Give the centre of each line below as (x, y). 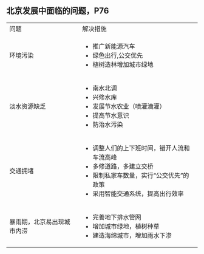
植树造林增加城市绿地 (123, 64)
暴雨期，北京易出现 (37, 222)
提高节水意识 (111, 115)
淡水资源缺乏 (28, 106)
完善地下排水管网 (117, 217)
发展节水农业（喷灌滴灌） (129, 106)
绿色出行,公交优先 (118, 55)
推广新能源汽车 (114, 46)
